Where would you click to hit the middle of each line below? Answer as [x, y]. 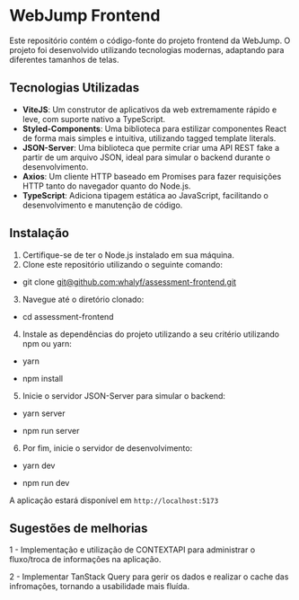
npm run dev [46, 482]
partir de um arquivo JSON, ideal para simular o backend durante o [146, 157]
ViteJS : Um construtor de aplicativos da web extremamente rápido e [149, 110]
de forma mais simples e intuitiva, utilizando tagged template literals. [149, 138]
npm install [43, 378]
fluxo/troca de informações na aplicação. [85, 560]
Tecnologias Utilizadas [75, 88]
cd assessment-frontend [68, 316]
